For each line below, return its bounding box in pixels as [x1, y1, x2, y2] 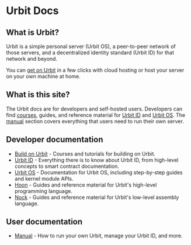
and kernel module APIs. [14, 175, 74, 182]
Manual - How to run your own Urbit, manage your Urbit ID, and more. [14, 232, 183, 239]
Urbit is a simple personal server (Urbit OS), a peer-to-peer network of [6, 43, 176, 50]
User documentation [6, 217, 83, 227]
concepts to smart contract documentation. [14, 163, 120, 170]
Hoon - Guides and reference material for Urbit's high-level [14, 181, 157, 188]
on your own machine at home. [6, 73, 81, 80]
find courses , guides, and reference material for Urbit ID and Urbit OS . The [6, 111, 186, 118]
